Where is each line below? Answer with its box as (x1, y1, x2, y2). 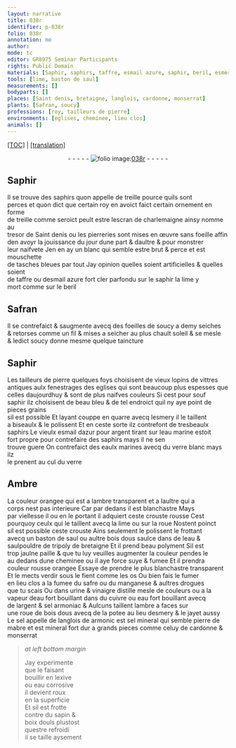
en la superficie (24, 695, 70, 704)
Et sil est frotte (24, 703, 67, 711)
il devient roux (24, 688, 66, 696)
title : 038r (7, 17, 42, 24)
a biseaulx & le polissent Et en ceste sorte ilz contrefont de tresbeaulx (7, 420, 209, 428)
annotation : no (7, 37, 52, 44)
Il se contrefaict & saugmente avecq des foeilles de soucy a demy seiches (7, 322, 221, 330)
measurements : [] (7, 82, 58, 89)
